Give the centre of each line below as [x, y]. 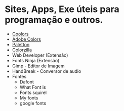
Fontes [19, 76]
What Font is [33, 87]
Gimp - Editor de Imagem [38, 66]
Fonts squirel [33, 92]
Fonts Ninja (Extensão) [36, 60]
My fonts [29, 98]
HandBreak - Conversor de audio [47, 71]
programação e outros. [54, 20]
